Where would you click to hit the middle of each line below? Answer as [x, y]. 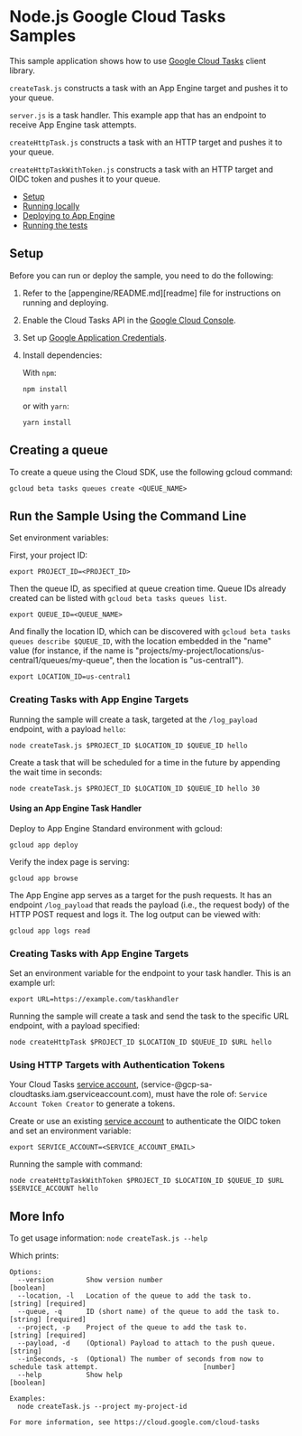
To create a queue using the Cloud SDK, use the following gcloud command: [151, 472]
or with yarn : [46, 406]
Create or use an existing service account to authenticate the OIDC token [145, 1122]
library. [23, 70]
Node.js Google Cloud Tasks [118, 17]
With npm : [39, 372]
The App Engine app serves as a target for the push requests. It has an [141, 895]
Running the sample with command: [76, 1164]
